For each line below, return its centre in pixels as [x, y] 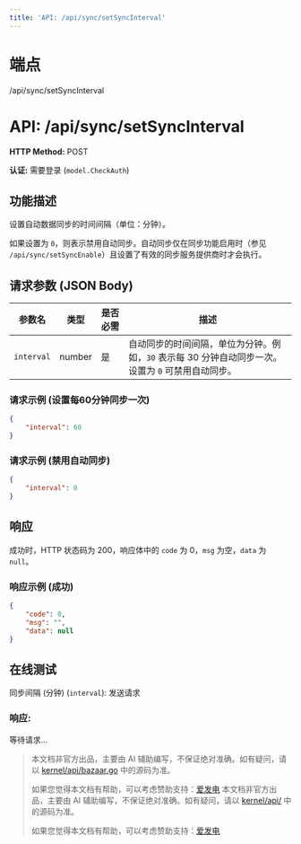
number [76, 357]
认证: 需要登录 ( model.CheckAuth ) [69, 170]
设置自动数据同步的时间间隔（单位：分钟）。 [90, 224]
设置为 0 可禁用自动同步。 [183, 371]
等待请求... [29, 739]
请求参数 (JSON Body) [71, 285]
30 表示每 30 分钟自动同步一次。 [214, 357]
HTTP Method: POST [49, 151]
